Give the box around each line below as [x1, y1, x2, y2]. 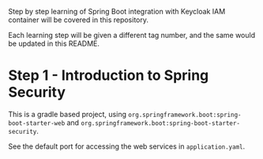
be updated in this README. [8, 39, 100, 48]
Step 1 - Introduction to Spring [8, 66, 209, 85]
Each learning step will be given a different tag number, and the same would [8, 31, 255, 40]
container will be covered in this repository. [8, 15, 148, 25]
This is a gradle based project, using [8, 109, 126, 119]
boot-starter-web [8, 119, 66, 127]
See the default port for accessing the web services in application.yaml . [8, 142, 246, 151]
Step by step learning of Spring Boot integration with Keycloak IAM [8, 7, 226, 16]
